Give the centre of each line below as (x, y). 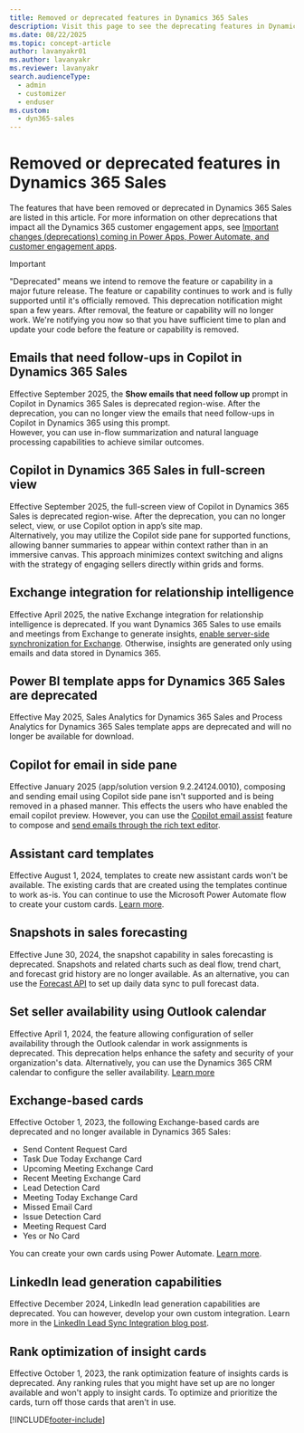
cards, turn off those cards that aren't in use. (93, 1402)
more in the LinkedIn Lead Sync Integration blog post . (109, 1323)
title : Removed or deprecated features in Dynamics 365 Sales (129, 18)
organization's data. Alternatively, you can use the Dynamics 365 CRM (141, 1062)
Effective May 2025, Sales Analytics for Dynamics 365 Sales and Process (146, 717)
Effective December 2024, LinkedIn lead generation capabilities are (135, 1304)
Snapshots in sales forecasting (99, 933)
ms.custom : (30, 110)
